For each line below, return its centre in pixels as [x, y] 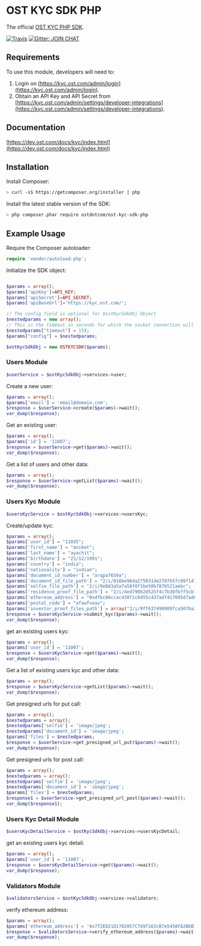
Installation [28, 167]
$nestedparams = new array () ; [44, 320]
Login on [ [28, 83]
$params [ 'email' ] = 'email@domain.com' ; [57, 402]
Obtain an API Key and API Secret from [63, 96]
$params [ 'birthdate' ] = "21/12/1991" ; [54, 559]
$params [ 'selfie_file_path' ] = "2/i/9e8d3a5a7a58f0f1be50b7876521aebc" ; [99, 587]
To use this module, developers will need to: [60, 72]
